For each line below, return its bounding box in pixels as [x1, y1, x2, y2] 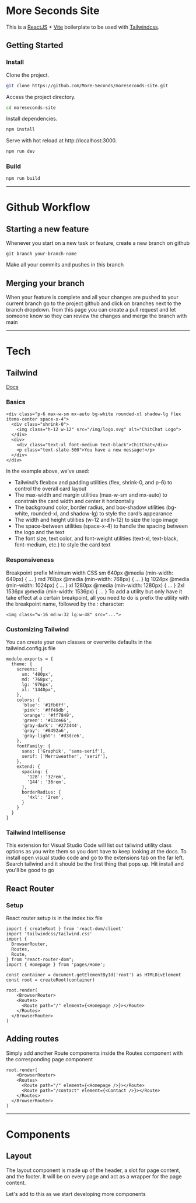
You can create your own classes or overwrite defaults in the [6, 638, 152, 645]
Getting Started [6, 40, 64, 50]
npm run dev [6, 148, 35, 155]
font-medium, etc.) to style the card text [14, 541, 111, 548]
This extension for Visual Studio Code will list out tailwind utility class [6, 842, 172, 849]
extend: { [16, 764, 41, 770]
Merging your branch [6, 278, 85, 288]
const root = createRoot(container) [6, 977, 95, 983]
